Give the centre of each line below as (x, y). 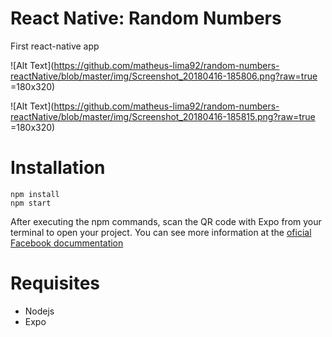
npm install (35, 194)
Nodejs (39, 311)
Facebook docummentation (67, 243)
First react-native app (55, 46)
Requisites (55, 283)
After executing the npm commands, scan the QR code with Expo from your (166, 221)
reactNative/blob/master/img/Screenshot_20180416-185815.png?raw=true (163, 116)
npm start (31, 203)
